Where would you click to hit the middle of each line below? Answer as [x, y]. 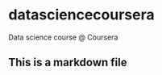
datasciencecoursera [81, 15]
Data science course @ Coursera [63, 37]
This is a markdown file [68, 62]
